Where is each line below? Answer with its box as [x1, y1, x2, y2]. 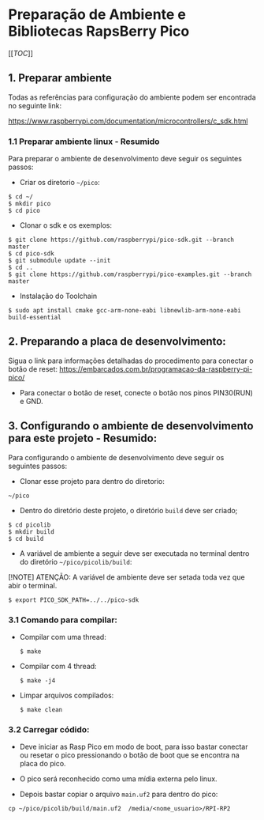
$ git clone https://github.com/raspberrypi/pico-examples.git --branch [8, 270, 252, 278]
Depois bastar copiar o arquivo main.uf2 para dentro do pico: [19, 789, 218, 799]
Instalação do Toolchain [19, 291, 98, 301]
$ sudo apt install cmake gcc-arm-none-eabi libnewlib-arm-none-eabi [8, 307, 242, 315]
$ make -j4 [19, 676, 56, 685]
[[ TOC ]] [8, 48, 33, 58]
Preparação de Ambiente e [8, 6, 187, 24]
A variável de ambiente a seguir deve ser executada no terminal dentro [19, 548, 250, 558]
